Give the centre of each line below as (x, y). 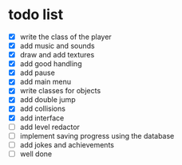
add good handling (51, 64)
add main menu (45, 82)
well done (36, 154)
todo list (36, 15)
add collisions (43, 108)
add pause (38, 73)
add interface (42, 118)
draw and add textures (57, 55)
